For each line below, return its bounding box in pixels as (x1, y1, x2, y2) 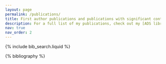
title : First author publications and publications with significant (5, 16, 152, 21)
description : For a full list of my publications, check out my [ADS (5, 21, 152, 26)
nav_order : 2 (5, 30, 32, 35)
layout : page (5, 7, 32, 12)
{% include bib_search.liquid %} (5, 44, 71, 49)
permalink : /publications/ (5, 12, 61, 17)
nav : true (5, 26, 26, 31)
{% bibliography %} (5, 53, 45, 59)
